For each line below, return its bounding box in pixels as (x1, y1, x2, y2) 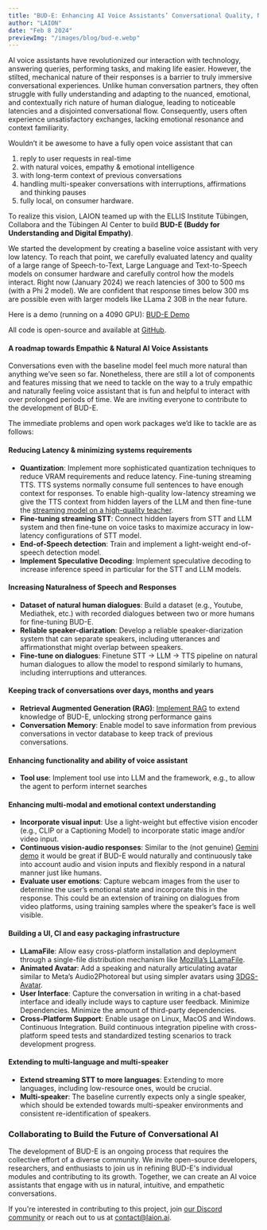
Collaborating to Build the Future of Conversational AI (8, 1128, 219, 1139)
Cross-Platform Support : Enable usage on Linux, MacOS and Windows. (19, 1014, 256, 1023)
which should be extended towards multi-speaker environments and (19, 1100, 244, 1109)
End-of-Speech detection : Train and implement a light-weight (19, 539, 224, 548)
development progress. (19, 1039, 97, 1049)
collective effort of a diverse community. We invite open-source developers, (8, 1155, 257, 1165)
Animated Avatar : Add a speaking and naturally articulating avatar (19, 963, 238, 973)
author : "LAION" (8, 19, 62, 27)
